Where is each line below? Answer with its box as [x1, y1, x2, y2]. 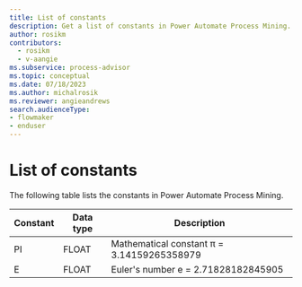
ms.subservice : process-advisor [9, 64, 130, 73]
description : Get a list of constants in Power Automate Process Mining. [9, 22, 292, 30]
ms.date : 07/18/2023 [9, 80, 87, 89]
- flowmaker [9, 113, 54, 122]
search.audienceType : [9, 105, 91, 114]
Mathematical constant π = [111, 237, 225, 249]
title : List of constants [9, 13, 106, 22]
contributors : [9, 38, 63, 48]
